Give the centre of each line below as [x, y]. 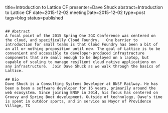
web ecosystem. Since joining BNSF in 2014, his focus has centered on [81, 92]
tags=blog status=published [34, 18]
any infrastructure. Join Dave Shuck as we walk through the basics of [83, 66]
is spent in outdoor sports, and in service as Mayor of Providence [78, 101]
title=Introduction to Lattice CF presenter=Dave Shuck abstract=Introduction [84, 7]
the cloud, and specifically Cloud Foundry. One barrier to [71, 40]
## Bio [12, 79]
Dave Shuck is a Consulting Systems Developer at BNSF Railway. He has [81, 84]
